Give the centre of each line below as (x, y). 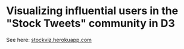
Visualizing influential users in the (92, 11)
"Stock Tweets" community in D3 (91, 23)
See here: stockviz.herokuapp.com (49, 40)
